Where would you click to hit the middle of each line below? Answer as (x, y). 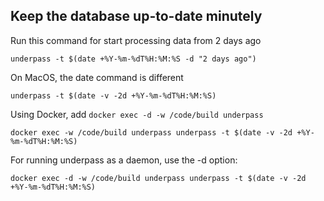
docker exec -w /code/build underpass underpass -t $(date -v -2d (151, 132)
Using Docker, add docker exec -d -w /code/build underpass (137, 114)
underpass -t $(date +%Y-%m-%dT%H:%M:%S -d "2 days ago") (133, 59)
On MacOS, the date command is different (97, 77)
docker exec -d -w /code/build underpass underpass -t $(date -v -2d (158, 178)
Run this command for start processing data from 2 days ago (136, 40)
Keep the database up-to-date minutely (136, 16)
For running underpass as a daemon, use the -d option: (124, 160)
